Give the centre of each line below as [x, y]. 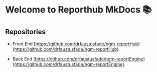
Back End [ [24, 59]
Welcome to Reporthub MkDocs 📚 [78, 10]
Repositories [26, 31]
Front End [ [24, 44]
